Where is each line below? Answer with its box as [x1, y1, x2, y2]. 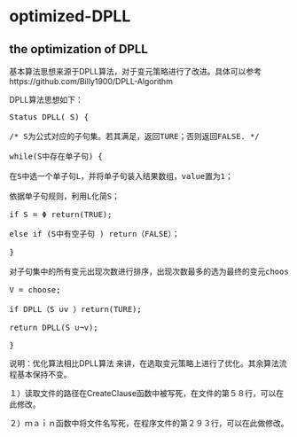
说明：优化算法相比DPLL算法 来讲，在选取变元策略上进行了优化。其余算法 [9, 358, 279, 369]
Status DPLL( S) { [9, 113, 90, 121]
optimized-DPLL [9, 6, 131, 27]
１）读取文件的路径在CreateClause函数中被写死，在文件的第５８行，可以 [9, 388, 277, 398]
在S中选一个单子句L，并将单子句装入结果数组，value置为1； [9, 171, 233, 181]
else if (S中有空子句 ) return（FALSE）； [9, 229, 180, 238]
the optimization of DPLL [9, 42, 148, 57]
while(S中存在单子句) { [9, 152, 104, 161]
